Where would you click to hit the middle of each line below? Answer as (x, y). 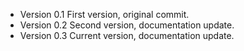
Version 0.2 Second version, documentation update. (127, 25)
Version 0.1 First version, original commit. (104, 14)
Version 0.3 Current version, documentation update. (127, 35)
